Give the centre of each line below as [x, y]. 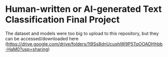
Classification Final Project [62, 20]
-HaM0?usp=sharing [27, 49]
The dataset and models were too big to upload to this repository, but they [82, 33]
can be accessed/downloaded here [42, 39]
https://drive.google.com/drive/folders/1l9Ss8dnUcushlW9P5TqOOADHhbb [85, 44]
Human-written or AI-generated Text [83, 9]
